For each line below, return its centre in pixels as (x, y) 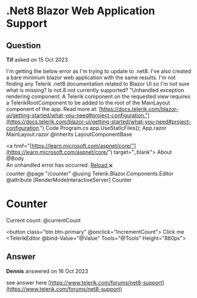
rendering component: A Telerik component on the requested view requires (99, 96)
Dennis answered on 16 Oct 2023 (47, 271)
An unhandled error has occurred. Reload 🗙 (60, 165)
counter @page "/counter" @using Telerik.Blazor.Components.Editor (90, 174)
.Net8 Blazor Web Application (81, 11)
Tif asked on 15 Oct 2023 (37, 60)
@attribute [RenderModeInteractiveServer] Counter (69, 180)
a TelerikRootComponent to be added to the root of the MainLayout (88, 103)
